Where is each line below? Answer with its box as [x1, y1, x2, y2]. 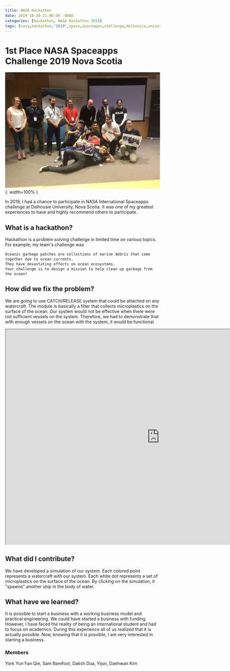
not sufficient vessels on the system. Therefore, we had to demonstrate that [5, 313, 159, 319]
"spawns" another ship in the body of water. [5, 583, 95, 589]
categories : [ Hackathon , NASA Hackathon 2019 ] [5, 18, 102, 23]
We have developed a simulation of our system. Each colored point [5, 568, 141, 574]
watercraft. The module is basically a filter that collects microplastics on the [5, 303, 158, 309]
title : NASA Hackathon [5, 8, 52, 13]
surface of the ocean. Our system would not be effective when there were [5, 308, 155, 314]
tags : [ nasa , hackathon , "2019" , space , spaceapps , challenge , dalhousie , [5, 24, 148, 29]
